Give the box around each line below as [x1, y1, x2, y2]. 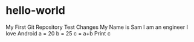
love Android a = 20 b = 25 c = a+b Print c [5, 29, 111, 37]
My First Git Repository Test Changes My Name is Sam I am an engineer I [5, 23, 189, 31]
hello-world [5, 4, 66, 17]
